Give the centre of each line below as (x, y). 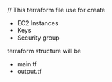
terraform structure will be (44, 51)
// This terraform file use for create (56, 10)
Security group (38, 38)
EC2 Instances (37, 23)
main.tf (27, 64)
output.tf (29, 71)
